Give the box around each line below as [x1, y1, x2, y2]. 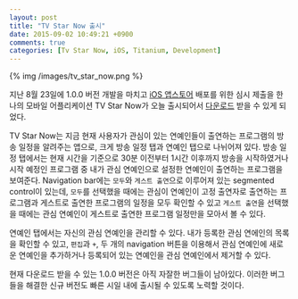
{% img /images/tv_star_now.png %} [9, 71, 144, 81]
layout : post [9, 12, 58, 22]
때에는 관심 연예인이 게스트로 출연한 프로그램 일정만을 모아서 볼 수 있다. [18, 209, 266, 220]
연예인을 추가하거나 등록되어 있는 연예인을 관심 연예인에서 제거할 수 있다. [18, 250, 271, 261]
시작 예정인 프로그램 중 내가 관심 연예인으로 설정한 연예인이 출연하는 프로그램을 [9, 164, 284, 175]
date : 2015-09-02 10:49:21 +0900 [9, 29, 134, 38]
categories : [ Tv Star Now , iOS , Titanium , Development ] [9, 46, 221, 55]
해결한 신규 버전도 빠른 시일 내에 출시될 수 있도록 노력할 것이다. [25, 280, 244, 291]
